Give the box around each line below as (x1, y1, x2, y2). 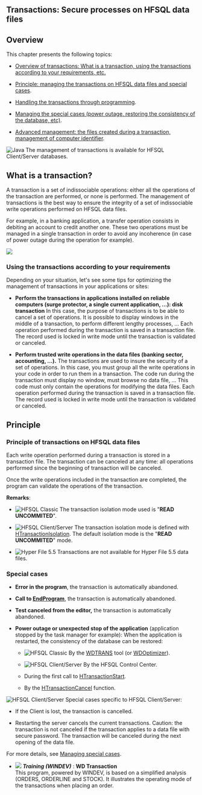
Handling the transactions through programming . (14, 99, 137, 106)
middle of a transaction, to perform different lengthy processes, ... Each (14, 320, 193, 327)
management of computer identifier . (14, 135, 105, 142)
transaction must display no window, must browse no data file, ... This (14, 377, 189, 384)
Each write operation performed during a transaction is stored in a (6, 451, 171, 459)
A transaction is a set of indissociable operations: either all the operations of (6, 186, 195, 193)
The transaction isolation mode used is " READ (59, 506, 174, 513)
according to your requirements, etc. (14, 69, 106, 76)
